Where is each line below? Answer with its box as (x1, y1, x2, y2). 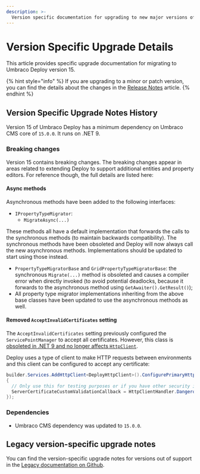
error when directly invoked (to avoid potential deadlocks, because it (14, 277, 183, 285)
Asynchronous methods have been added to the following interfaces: (6, 198, 176, 205)
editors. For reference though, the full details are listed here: (6, 171, 154, 178)
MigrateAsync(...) (23, 217, 70, 223)
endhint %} (6, 90, 34, 97)
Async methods (6, 185, 46, 192)
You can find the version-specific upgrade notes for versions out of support (6, 455, 192, 462)
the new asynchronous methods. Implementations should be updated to (6, 246, 183, 254)
